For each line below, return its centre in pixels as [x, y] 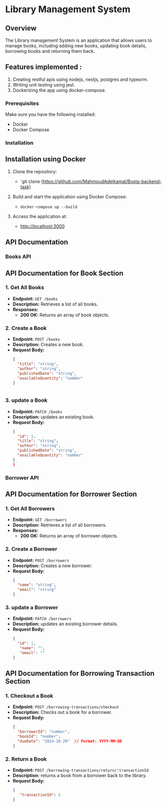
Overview [21, 28]
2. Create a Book [26, 328]
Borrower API [22, 477]
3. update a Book [26, 400]
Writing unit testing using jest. [44, 84]
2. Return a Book [26, 759]
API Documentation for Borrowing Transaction [80, 674]
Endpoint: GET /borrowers [40, 520]
